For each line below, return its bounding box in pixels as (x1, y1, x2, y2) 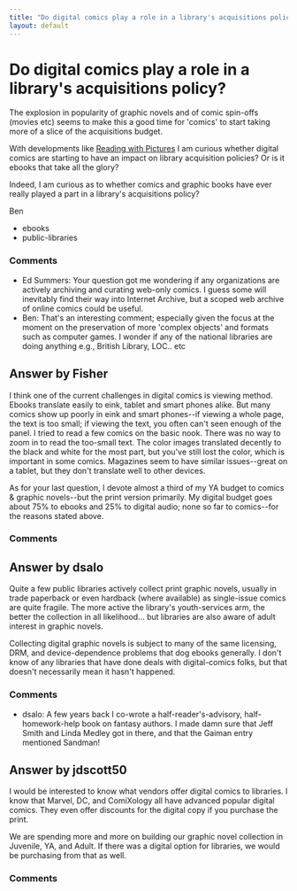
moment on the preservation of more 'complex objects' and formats (21, 322, 270, 332)
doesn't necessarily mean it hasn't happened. (9, 666, 176, 678)
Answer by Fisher (9, 367, 109, 382)
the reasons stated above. (9, 510, 104, 521)
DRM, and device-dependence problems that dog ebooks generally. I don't (9, 647, 282, 658)
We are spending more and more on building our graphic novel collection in (9, 832, 284, 842)
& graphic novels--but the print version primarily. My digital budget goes (9, 492, 273, 502)
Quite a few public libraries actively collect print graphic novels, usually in (9, 584, 277, 594)
